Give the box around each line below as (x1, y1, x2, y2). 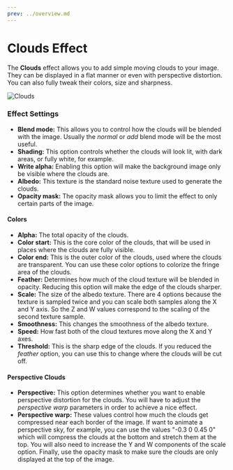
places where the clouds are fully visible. (17, 246, 135, 254)
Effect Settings (7, 109, 59, 119)
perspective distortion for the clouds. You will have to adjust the (17, 396, 201, 404)
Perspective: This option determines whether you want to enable (17, 388, 206, 397)
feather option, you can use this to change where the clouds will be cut (17, 350, 222, 358)
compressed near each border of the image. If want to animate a (17, 418, 204, 427)
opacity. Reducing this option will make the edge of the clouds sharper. (17, 283, 222, 291)
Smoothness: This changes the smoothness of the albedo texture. (17, 320, 209, 328)
